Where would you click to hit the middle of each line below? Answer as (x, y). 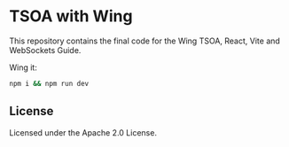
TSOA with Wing (71, 16)
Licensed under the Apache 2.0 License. (83, 132)
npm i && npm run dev (49, 83)
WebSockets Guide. (45, 50)
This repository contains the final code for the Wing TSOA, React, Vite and (145, 41)
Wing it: (23, 67)
